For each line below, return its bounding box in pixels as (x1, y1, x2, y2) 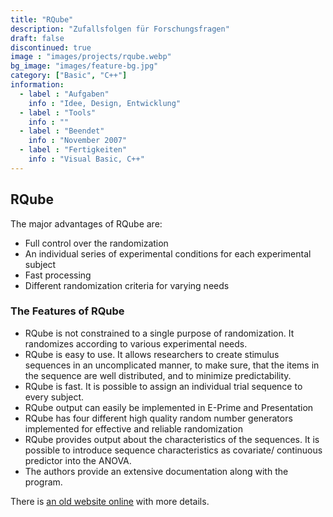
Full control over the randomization (24, 237, 169, 249)
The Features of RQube (10, 304, 125, 318)
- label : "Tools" (19, 107, 97, 118)
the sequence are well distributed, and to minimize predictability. (24, 369, 292, 381)
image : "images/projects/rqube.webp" (10, 52, 172, 62)
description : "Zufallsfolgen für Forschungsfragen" (10, 24, 230, 34)
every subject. (24, 391, 85, 403)
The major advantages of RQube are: (10, 217, 163, 230)
